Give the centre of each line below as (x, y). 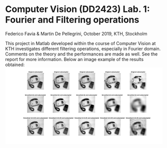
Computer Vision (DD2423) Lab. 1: (77, 9)
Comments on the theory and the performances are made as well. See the (81, 54)
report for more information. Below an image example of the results (74, 59)
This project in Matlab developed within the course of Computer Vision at (80, 43)
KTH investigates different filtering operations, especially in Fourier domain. (83, 48)
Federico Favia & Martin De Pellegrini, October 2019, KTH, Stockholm (76, 33)
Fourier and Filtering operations (72, 20)
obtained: (15, 64)
